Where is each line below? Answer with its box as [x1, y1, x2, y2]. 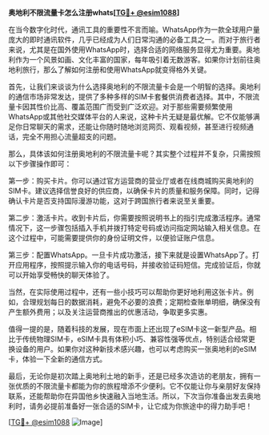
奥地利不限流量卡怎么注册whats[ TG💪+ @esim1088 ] [8, 8, 180, 17]
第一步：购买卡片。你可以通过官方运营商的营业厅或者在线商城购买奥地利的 [8, 176, 254, 185]
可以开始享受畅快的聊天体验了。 [8, 270, 114, 280]
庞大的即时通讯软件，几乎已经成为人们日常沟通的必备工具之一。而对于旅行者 [8, 35, 261, 44]
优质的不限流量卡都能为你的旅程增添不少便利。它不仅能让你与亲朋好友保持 [14, 381, 261, 391]
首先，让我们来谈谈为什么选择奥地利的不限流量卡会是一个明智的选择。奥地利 [8, 82, 261, 91]
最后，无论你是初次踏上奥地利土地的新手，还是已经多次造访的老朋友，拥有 [8, 372, 254, 381]
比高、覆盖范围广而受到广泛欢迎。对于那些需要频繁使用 [50, 102, 233, 111]
